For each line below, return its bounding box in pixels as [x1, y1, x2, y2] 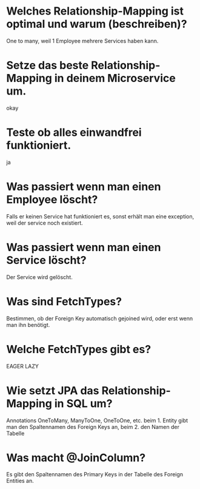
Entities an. [6, 477, 35, 485]
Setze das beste [6, 59, 89, 72]
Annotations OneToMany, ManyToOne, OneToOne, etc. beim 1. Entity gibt [6, 417, 188, 424]
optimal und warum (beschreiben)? [6, 17, 187, 31]
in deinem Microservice [54, 72, 176, 86]
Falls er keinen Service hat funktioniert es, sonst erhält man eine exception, [6, 212, 195, 220]
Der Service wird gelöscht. [6, 273, 73, 280]
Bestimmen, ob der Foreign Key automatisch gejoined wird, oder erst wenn [6, 314, 193, 322]
